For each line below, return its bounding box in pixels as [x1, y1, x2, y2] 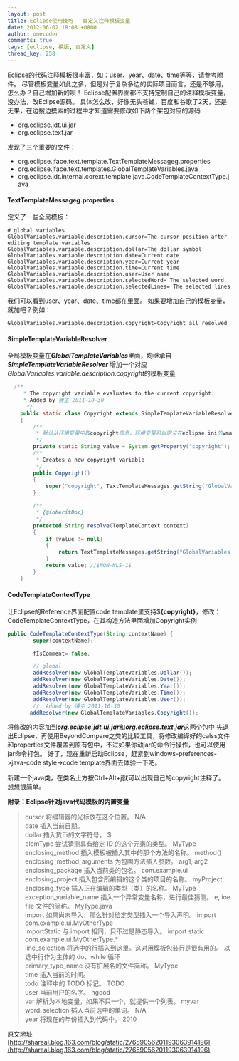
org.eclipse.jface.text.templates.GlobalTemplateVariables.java [17, 165, 198, 173]
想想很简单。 [7, 782, 45, 791]
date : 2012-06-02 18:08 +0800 [7, 24, 97, 31]
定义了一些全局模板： [7, 213, 70, 222]
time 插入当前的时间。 [24, 971, 90, 979]
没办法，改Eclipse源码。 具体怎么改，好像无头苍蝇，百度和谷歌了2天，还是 [7, 97, 228, 105]
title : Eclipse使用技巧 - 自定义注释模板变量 [7, 17, 131, 24]
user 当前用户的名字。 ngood [24, 988, 110, 997]
